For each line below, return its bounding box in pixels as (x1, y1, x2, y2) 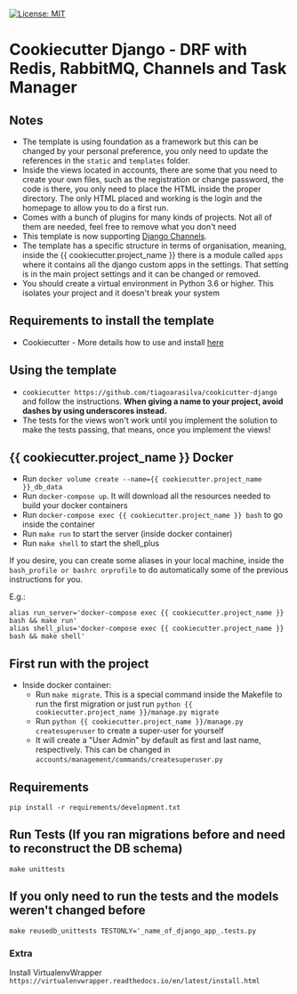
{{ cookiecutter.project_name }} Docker (9, 450, 234, 465)
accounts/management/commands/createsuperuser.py (35, 756, 224, 764)
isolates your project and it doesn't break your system (21, 287, 221, 298)
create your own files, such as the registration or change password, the (21, 174, 285, 184)
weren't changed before (9, 903, 146, 918)
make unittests (9, 864, 66, 874)
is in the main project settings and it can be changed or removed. (21, 269, 261, 279)
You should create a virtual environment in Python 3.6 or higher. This (21, 279, 274, 288)
